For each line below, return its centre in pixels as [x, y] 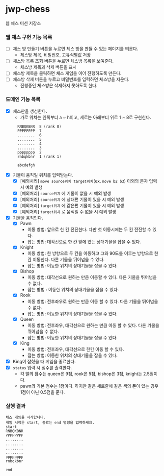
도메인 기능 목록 [23, 100]
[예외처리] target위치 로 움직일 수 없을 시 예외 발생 [68, 212]
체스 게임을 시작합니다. [26, 418]
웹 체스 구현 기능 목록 [29, 37]
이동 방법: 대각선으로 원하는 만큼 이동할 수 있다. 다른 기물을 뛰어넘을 [92, 277]
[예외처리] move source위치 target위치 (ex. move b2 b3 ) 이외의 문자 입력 [89, 181]
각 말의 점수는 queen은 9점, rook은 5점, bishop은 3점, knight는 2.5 [85, 374]
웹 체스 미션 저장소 [23, 23]
